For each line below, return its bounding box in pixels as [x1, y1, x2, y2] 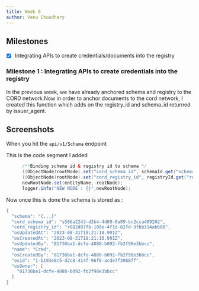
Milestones [6, 36, 49, 46]
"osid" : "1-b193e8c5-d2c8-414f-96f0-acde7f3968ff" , [11, 257, 142, 264]
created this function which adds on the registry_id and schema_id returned [6, 101, 191, 108]
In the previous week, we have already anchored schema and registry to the [6, 88, 191, 95]
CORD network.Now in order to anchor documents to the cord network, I [6, 95, 183, 102]
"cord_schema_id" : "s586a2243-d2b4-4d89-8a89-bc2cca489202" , [11, 218, 166, 225]
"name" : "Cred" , [11, 246, 52, 252]
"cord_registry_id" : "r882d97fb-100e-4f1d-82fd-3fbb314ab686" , [11, 224, 171, 230]
